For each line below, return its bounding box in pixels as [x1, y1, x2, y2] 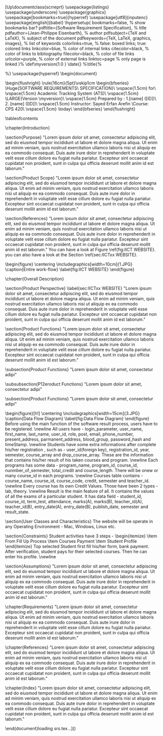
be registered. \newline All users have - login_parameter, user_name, [5, 426, 143, 431]
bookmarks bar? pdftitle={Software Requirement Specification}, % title [5, 25, 147, 31]
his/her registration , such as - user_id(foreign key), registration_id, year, [5, 447, 150, 452]
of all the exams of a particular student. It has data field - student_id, [5, 493, 143, 499]
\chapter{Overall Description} [5, 276, 64, 282]
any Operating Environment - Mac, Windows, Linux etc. [5, 524, 116, 529]
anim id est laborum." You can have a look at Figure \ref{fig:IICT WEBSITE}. [5, 246, 156, 252]
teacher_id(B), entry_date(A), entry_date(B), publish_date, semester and [5, 504, 148, 510]
